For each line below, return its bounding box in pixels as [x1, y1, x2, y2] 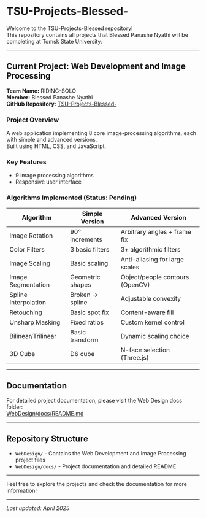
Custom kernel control [120, 318, 185, 327]
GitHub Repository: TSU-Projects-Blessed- [6, 100, 117, 107]
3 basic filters [70, 245, 110, 253]
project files [15, 456, 46, 464]
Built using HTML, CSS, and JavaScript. [6, 142, 106, 150]
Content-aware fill [120, 308, 174, 317]
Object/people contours [120, 273, 189, 281]
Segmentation [9, 280, 50, 289]
